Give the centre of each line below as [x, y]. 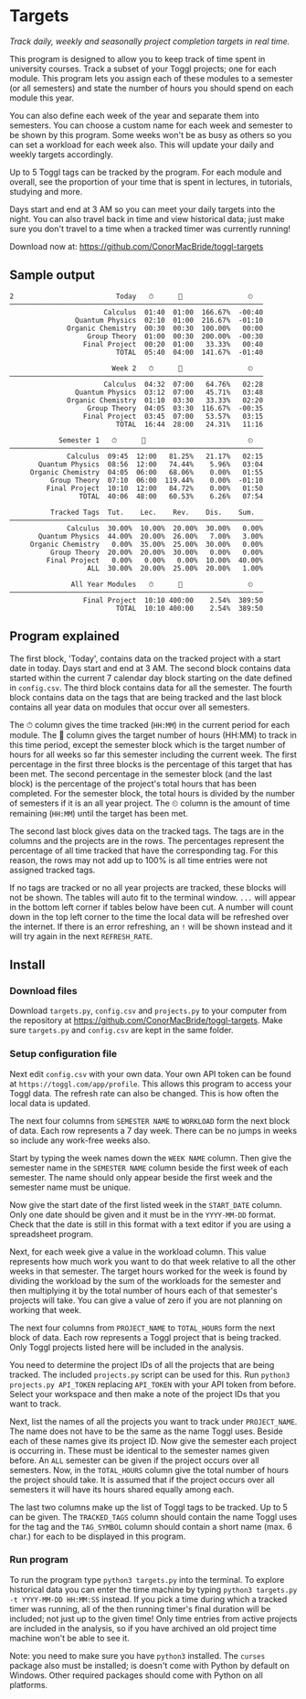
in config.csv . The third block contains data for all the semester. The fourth [151, 688]
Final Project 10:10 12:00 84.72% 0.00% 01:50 [154, 488]
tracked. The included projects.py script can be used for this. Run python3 [150, 1374]
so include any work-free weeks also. [80, 1140]
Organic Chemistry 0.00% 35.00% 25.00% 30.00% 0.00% [146, 544]
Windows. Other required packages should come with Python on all [136, 1675]
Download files [43, 990]
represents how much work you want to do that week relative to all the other [153, 1261]
